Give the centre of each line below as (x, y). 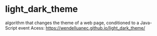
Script (11, 28)
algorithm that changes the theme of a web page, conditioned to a (72, 23)
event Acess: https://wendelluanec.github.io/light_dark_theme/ (81, 28)
